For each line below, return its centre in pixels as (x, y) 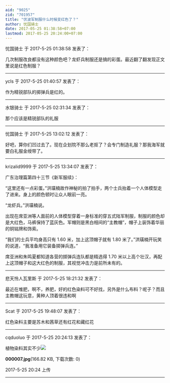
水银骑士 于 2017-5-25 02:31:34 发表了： (48, 108)
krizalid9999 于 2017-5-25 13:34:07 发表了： (52, 166)
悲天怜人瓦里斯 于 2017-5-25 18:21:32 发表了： (54, 278)
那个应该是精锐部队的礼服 (32, 118)
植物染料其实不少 (23, 348)
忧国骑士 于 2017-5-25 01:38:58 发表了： (48, 48)
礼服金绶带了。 (30, 151)
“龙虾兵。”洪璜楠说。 (26, 205)
